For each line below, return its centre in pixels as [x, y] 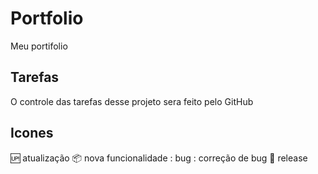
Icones [32, 133]
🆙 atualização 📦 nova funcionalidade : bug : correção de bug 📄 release [159, 158]
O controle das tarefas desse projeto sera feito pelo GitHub [132, 101]
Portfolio [47, 18]
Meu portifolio [39, 46]
